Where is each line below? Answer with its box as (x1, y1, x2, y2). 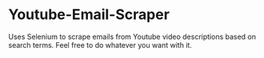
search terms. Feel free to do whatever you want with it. (8, 40, 192, 49)
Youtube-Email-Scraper (8, 6, 170, 24)
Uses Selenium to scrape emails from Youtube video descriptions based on (8, 32, 257, 41)
